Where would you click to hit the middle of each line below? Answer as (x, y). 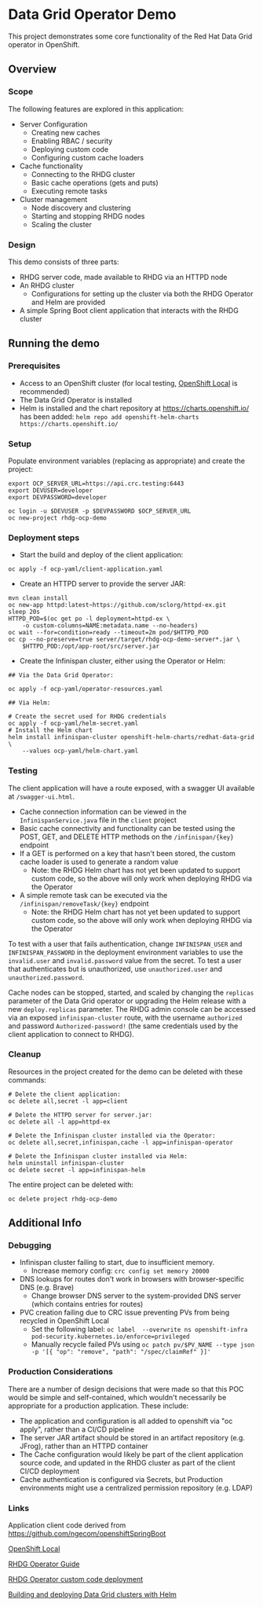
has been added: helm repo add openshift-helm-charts (109, 416)
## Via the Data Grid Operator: (61, 675)
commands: (27, 1079)
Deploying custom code (69, 149)
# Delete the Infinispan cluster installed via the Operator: (112, 1135)
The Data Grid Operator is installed (75, 399)
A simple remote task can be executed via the (93, 895)
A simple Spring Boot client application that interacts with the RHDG (129, 310)
